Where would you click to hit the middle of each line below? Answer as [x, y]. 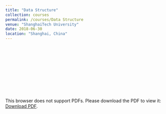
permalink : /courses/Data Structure [44, 19]
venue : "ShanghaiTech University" [42, 24]
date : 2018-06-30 [24, 29]
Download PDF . [22, 106]
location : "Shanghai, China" [36, 34]
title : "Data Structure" [32, 10]
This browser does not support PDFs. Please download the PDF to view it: [83, 101]
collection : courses [27, 15]
